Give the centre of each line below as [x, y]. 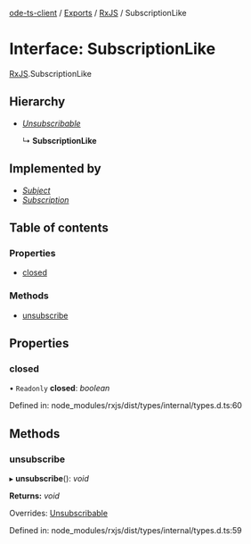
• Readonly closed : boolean [60, 389]
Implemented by [55, 169]
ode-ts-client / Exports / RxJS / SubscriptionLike [98, 13]
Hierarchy [37, 102]
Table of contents [59, 227]
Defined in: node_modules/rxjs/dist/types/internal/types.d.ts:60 [126, 406]
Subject [36, 190]
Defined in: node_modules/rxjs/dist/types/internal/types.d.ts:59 [125, 530]
